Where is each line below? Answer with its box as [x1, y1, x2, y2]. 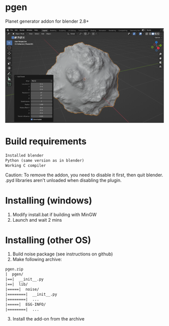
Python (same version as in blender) [5, 158, 84, 163]
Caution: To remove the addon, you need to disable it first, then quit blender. [5, 172, 163, 178]
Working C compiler [5, 163, 46, 168]
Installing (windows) [5, 194, 92, 206]
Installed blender [5, 153, 44, 158]
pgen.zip [5, 267, 24, 272]
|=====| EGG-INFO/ [5, 302, 46, 307]
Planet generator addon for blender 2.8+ [5, 18, 90, 24]
